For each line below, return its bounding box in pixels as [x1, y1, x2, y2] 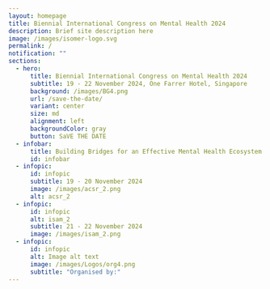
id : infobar [29, 155, 70, 163]
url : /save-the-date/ [29, 95, 103, 103]
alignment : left [29, 117, 85, 125]
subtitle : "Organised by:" [29, 268, 121, 276]
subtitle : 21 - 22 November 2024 [29, 223, 143, 231]
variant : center [29, 102, 85, 110]
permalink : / [8, 42, 53, 50]
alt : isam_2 [29, 215, 70, 223]
